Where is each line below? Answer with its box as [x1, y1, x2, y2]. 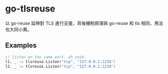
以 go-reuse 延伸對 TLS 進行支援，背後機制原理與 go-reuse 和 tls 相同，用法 [5, 20, 163, 26]
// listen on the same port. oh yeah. [5, 54, 87, 59]
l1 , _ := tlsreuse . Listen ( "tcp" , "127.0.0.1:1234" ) [5, 59, 116, 64]
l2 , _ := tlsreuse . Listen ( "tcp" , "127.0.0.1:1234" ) [5, 63, 116, 69]
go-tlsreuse [5, 3, 55, 14]
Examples [5, 41, 37, 50]
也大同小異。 [5, 26, 32, 32]
